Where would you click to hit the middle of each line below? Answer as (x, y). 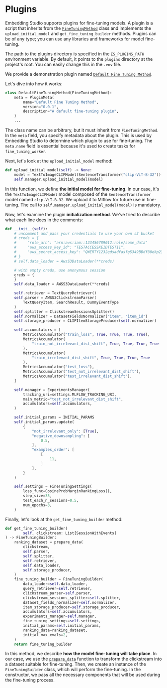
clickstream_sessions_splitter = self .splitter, (72, 598)
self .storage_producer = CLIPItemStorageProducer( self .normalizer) (85, 321)
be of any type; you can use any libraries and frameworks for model (75, 39)
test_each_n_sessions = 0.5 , (51, 501)
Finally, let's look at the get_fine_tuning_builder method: (64, 519)
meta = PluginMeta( (34, 97)
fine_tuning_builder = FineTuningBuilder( (59, 579)
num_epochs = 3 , (38, 505)
